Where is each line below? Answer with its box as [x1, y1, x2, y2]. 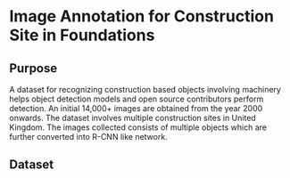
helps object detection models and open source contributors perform [9, 93, 264, 104]
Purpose [9, 61, 58, 76]
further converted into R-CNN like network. [9, 132, 168, 142]
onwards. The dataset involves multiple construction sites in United [9, 113, 256, 123]
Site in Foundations [9, 25, 155, 45]
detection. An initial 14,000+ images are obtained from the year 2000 [9, 103, 263, 113]
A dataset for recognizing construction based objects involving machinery [9, 85, 281, 94]
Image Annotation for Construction [9, 6, 275, 27]
